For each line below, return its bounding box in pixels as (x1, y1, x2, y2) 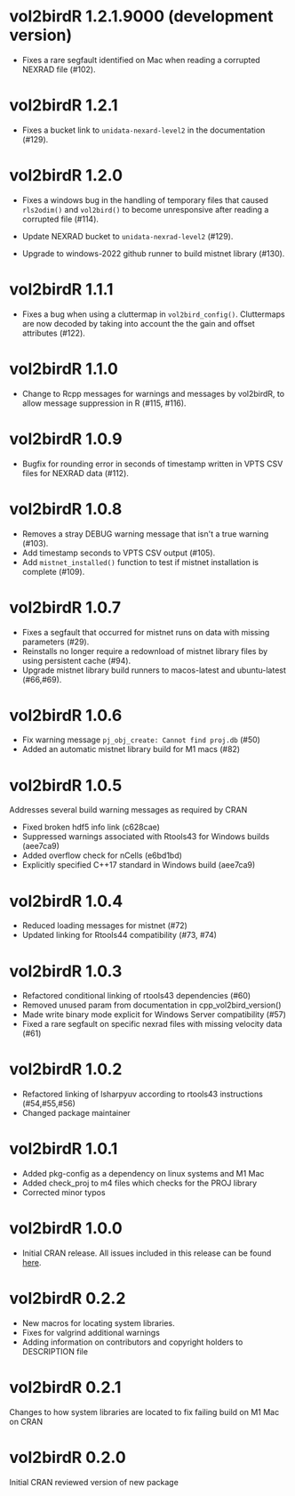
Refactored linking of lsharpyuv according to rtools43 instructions (21, 1088, 264, 1100)
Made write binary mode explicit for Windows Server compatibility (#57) (21, 1009, 287, 1020)
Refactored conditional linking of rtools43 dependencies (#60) (21, 991, 251, 1001)
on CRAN (9, 1416, 44, 1427)
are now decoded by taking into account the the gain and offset (21, 318, 255, 328)
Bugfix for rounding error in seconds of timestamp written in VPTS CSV (21, 458, 283, 469)
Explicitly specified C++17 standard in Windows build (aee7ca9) (21, 860, 256, 870)
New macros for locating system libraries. (21, 1318, 175, 1328)
